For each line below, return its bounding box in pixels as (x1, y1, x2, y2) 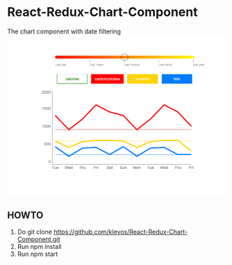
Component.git (17, 235, 60, 243)
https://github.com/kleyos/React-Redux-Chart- (53, 227, 188, 236)
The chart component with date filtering (7, 27, 122, 35)
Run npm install (17, 243, 62, 250)
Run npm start (17, 250, 58, 258)
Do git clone (17, 227, 52, 236)
